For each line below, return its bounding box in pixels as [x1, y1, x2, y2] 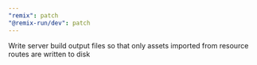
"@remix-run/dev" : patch [8, 19, 91, 27]
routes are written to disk [8, 49, 91, 59]
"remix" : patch [8, 11, 59, 20]
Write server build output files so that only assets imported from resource [8, 40, 249, 50]
